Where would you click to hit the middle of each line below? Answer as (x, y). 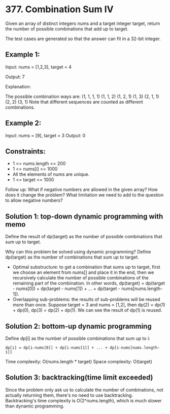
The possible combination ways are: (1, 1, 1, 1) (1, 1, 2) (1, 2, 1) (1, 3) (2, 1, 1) (82, 96)
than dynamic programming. (35, 406)
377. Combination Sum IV (59, 9)
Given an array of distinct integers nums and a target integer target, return (83, 23)
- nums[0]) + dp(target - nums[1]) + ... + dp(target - (66, 289)
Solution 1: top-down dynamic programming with (84, 216)
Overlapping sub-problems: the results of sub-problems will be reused (86, 299)
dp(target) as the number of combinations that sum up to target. (72, 257)
